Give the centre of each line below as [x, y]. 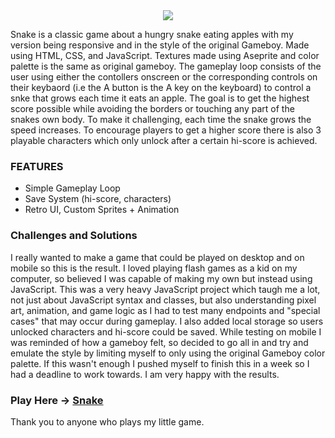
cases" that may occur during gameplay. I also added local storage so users [167, 321]
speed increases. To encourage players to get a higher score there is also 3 [166, 130]
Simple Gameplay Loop [72, 188]
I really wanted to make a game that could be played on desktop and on [157, 257]
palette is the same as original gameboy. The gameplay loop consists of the [166, 66]
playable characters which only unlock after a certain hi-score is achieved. [164, 140]
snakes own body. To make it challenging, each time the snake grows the [161, 119]
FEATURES [37, 166]
